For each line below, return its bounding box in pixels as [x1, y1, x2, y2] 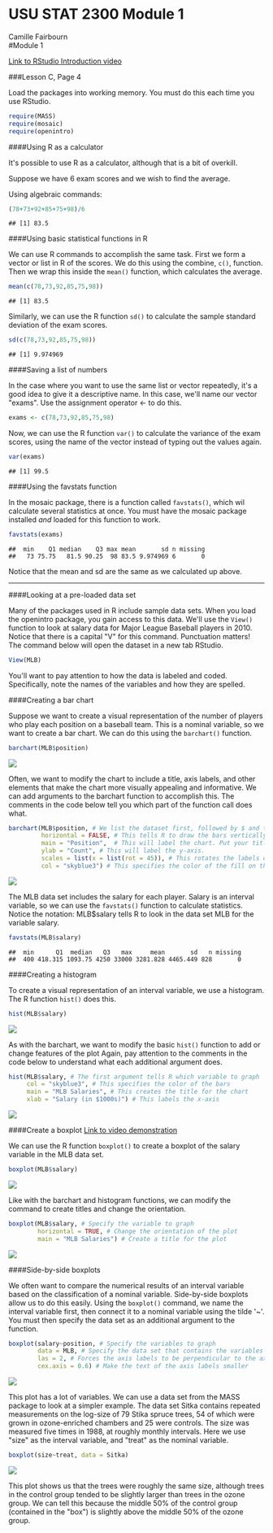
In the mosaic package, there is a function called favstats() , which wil [8, 497, 245, 507]
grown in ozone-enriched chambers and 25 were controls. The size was [8, 1418, 249, 1428]
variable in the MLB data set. [8, 1150, 104, 1160]
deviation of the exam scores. [8, 320, 108, 330]
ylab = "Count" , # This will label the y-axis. [41, 847, 206, 855]
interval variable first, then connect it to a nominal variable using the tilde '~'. [8, 1306, 265, 1316]
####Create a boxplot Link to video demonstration [8, 1126, 178, 1135]
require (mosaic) [8, 120, 63, 128]
